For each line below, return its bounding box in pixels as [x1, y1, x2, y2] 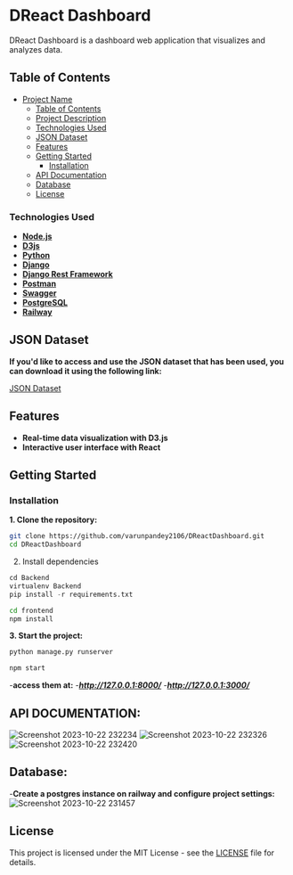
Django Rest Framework [21, 269, 113, 280]
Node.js [21, 231, 53, 241]
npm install [9, 614, 53, 624]
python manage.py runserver [9, 648, 114, 657]
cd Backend [9, 574, 50, 583]
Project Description [35, 112, 107, 123]
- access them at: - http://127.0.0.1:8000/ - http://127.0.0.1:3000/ [9, 680, 250, 691]
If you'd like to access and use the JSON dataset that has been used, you [9, 356, 285, 366]
